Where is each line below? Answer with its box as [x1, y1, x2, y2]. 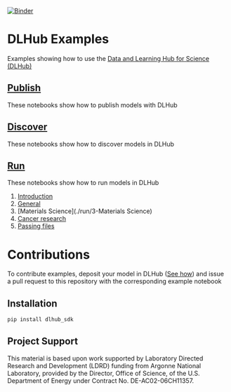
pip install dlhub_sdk [7, 316, 74, 323]
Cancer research [17, 215, 67, 223]
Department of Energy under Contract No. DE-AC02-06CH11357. [7, 376, 194, 385]
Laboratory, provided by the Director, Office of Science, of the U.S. [7, 369, 200, 377]
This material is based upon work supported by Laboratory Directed [7, 354, 204, 363]
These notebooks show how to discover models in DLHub [7, 140, 174, 148]
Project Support [7, 335, 79, 347]
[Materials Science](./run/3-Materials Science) [17, 207, 152, 215]
